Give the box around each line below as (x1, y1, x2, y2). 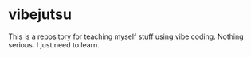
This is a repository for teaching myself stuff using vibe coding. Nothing (8, 32, 245, 41)
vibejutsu (8, 6, 72, 24)
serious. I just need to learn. (8, 40, 100, 49)
